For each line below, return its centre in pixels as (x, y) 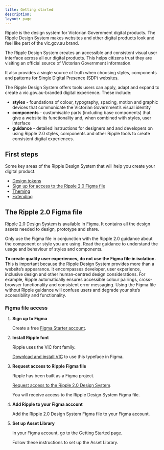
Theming (21, 191)
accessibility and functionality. (36, 295)
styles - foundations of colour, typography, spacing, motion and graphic (85, 102)
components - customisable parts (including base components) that (81, 113)
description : (18, 14)
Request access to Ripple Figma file (49, 366)
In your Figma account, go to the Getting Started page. (67, 433)
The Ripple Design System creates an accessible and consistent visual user (81, 53)
